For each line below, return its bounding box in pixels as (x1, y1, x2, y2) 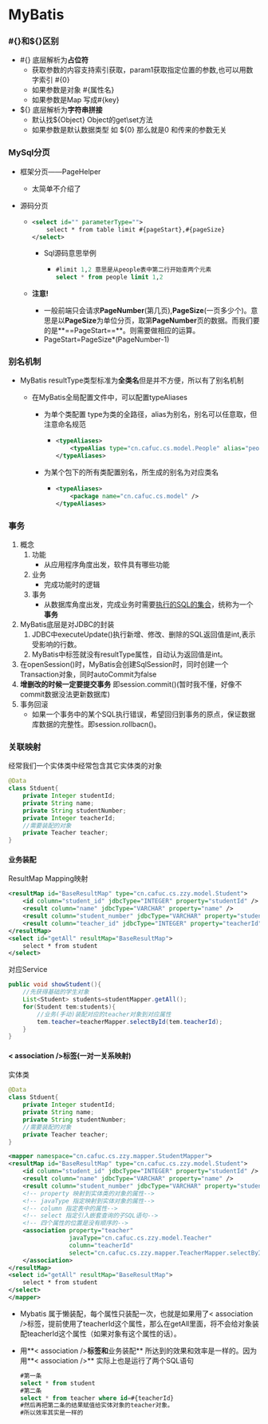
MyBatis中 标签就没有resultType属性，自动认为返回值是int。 (31, 649, 227, 659)
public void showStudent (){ (8, 981, 102, 989)
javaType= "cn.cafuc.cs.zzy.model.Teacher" (69, 1234, 213, 1243)
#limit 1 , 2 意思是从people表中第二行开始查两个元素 (55, 266, 212, 274)
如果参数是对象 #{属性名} (31, 85, 115, 95)
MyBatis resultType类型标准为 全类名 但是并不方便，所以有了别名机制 (19, 375, 245, 385)
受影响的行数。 (31, 640, 81, 649)
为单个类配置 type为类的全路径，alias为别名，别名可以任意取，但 (43, 410, 258, 419)
